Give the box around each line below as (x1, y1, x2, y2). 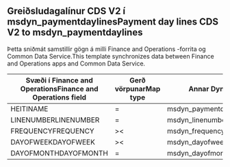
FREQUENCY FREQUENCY (10, 126, 94, 136)
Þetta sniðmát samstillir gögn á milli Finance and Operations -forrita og (7, 44, 207, 53)
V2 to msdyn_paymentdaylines (7, 27, 143, 38)
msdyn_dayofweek (166, 137, 228, 147)
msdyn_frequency (166, 126, 225, 136)
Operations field (32, 92, 87, 102)
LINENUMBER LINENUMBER (10, 115, 100, 125)
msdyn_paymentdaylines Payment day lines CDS (7, 16, 219, 28)
